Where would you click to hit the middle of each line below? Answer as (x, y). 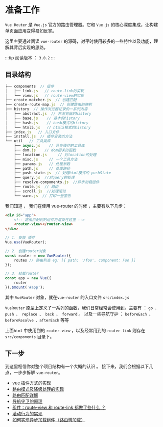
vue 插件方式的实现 (32, 383)
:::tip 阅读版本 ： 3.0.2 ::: (30, 57)
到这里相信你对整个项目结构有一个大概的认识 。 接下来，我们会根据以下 (77, 366)
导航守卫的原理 (27, 401)
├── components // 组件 (30, 86)
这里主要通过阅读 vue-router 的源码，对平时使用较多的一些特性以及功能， (80, 41)
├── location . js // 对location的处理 (55, 155)
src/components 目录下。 (30, 336)
